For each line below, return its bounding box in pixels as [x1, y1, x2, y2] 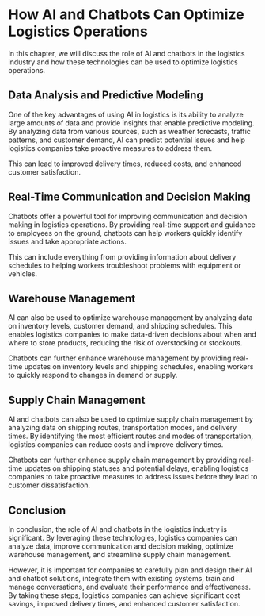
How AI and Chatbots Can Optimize [8, 6, 244, 24]
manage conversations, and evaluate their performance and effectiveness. [8, 582, 252, 591]
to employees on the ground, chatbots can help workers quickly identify [8, 228, 243, 237]
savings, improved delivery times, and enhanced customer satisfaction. [8, 599, 240, 608]
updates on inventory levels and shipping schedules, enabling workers [24, 362, 254, 372]
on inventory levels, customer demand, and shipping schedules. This [8, 321, 233, 331]
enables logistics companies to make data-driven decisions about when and [8, 329, 256, 339]
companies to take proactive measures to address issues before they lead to [8, 472, 258, 482]
